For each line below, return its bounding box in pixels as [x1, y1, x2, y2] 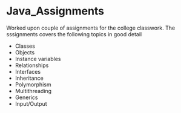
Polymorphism [15, 80, 51, 88]
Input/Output [15, 100, 47, 107]
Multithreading [15, 87, 52, 94]
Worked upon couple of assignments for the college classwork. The [6, 24, 176, 31]
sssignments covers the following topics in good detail [6, 30, 142, 37]
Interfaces [15, 68, 41, 75]
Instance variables [15, 55, 61, 62]
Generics [15, 94, 38, 101]
